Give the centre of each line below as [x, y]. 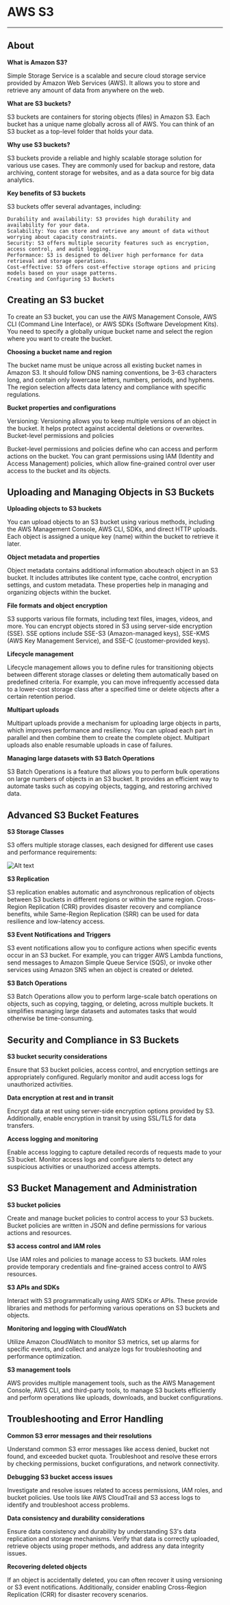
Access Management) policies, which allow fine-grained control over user [111, 463]
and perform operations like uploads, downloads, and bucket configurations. [115, 1397]
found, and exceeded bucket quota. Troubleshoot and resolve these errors [112, 1456]
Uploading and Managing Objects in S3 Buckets [111, 492]
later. [14, 544]
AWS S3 [31, 12]
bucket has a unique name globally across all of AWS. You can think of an [111, 124]
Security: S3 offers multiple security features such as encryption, [108, 243]
